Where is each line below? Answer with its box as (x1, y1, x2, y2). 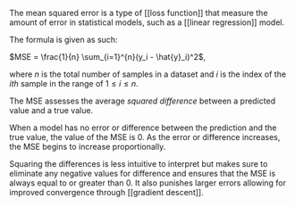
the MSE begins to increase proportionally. (9, 142, 166, 152)
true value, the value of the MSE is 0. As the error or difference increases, (9, 132, 281, 142)
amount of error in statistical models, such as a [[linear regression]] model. (9, 17, 284, 28)
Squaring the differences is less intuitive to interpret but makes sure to (9, 159, 268, 169)
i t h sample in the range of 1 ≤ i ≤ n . (9, 78, 139, 88)
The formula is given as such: (9, 35, 118, 45)
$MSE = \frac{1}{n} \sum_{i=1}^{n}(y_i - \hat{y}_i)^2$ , (9, 52, 206, 62)
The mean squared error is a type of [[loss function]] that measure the (9, 8, 268, 18)
